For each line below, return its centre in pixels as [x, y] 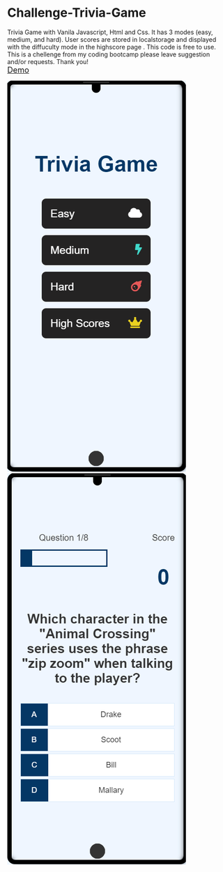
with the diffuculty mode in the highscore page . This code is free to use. [111, 47]
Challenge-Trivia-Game [77, 13]
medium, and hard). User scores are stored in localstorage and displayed [112, 39]
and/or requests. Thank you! [48, 61]
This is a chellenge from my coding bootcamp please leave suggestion [109, 54]
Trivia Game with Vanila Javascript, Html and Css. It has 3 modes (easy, [110, 32]
